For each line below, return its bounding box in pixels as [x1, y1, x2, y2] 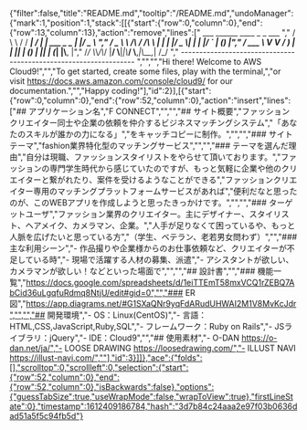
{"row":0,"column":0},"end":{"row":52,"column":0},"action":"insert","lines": [9, 95, 291, 106]
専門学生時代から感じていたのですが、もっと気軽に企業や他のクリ [48, 163, 298, 173]
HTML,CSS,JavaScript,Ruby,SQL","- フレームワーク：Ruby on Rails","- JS [9, 321, 285, 331]
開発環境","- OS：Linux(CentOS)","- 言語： [47, 309, 207, 320]
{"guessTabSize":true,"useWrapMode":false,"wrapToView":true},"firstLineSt [9, 392, 294, 402]
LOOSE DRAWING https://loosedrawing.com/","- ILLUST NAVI [64, 342, 297, 353]
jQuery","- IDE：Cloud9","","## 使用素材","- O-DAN [48, 332, 240, 343]
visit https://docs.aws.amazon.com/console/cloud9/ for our [9, 76, 233, 86]
